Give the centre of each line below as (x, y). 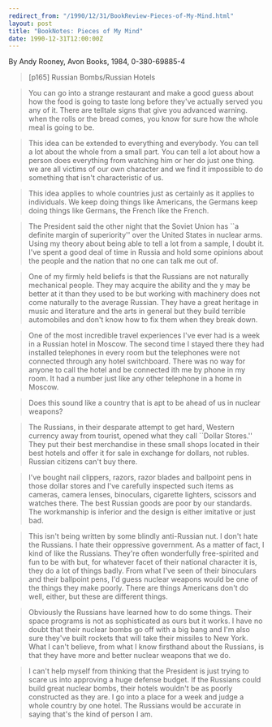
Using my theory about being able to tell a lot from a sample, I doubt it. (146, 243)
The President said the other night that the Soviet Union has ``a (134, 226)
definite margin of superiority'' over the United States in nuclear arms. (145, 235)
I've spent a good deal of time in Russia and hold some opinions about (146, 252)
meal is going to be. (61, 127)
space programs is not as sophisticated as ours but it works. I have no (145, 621)
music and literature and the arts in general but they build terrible (137, 311)
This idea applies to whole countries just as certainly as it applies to (141, 194)
